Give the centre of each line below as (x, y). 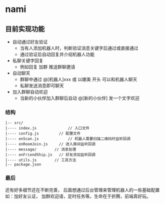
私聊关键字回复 (28, 60)
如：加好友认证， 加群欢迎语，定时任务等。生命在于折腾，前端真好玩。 (78, 196)
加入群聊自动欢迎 (30, 92)
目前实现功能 (25, 29)
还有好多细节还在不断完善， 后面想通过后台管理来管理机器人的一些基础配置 (82, 190)
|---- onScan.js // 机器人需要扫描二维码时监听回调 (68, 139)
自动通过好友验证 (30, 42)
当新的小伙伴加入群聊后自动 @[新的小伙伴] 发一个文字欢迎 (80, 98)
